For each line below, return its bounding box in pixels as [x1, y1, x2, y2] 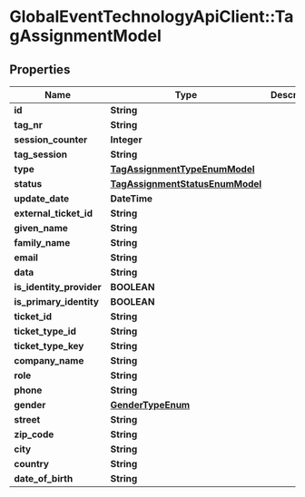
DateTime [110, 192, 152, 205]
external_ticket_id [14, 207, 93, 219]
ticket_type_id [14, 325, 77, 337]
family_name [14, 237, 71, 248]
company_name [14, 355, 84, 366]
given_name [14, 222, 68, 234]
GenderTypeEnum [110, 399, 191, 411]
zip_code [14, 428, 54, 441]
